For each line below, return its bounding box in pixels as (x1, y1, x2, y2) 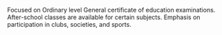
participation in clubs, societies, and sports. (7, 21, 131, 28)
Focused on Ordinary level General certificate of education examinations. (7, 6, 216, 14)
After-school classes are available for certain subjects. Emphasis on (7, 13, 201, 21)
